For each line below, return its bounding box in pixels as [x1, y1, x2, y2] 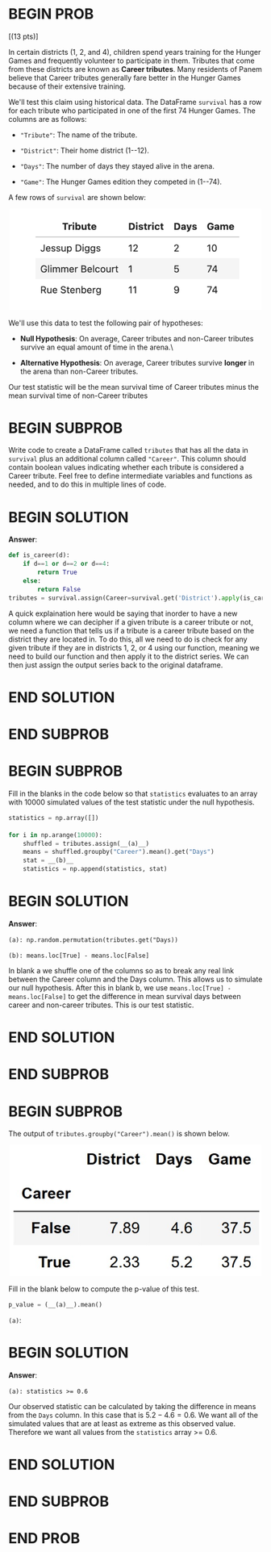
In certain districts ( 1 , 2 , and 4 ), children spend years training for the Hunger [8, 47, 261, 56]
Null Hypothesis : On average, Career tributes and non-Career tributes [19, 333, 254, 343]
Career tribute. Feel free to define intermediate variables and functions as [8, 471, 252, 481]
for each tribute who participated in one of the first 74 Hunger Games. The [8, 106, 256, 115]
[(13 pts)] [8, 31, 39, 41]
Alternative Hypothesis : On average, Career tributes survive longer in [19, 358, 255, 367]
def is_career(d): [8, 551, 70, 559]
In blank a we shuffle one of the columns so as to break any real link [8, 966, 235, 976]
